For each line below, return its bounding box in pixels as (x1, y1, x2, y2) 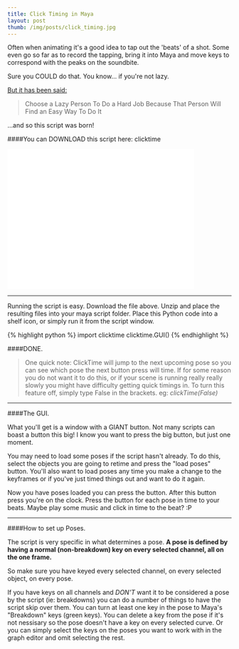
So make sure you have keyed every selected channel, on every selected (7, 567, 222, 576)
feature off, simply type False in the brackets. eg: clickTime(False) (24, 389, 218, 398)
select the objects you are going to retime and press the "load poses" (7, 460, 211, 468)
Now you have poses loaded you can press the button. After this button (7, 489, 217, 497)
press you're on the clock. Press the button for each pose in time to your (7, 496, 220, 504)
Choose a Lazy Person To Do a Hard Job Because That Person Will (24, 100, 222, 108)
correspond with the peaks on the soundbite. (7, 58, 139, 67)
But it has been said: (7, 86, 68, 95)
